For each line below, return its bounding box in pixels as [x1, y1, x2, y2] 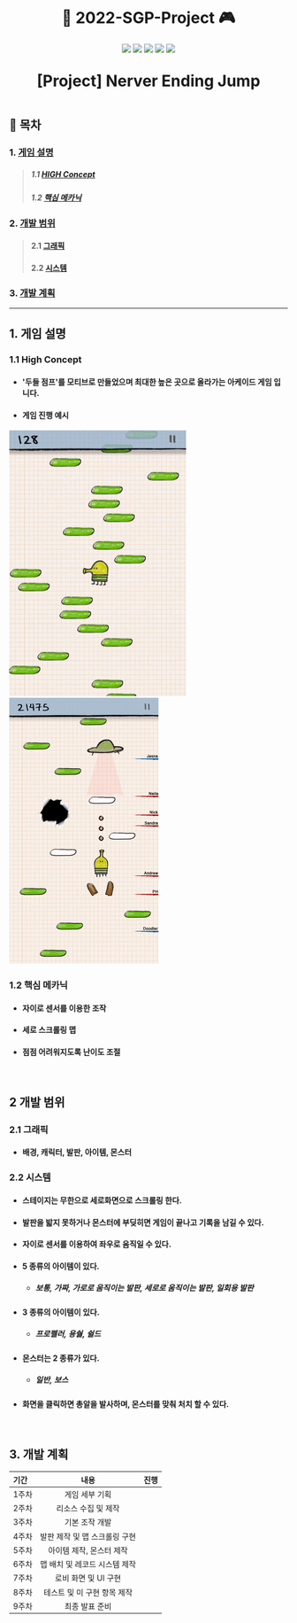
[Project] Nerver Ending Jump [36, 71, 261, 90]
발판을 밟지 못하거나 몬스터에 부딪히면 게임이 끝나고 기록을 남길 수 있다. [21, 1216, 264, 1228]
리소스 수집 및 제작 [56, 1503, 120, 1514]
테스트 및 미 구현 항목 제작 [43, 1587, 133, 1597]
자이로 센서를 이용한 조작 [21, 1003, 107, 1013]
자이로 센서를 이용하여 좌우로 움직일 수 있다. [21, 1239, 172, 1250]
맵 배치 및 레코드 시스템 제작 [39, 1559, 137, 1570]
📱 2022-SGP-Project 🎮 [61, 8, 236, 28]
